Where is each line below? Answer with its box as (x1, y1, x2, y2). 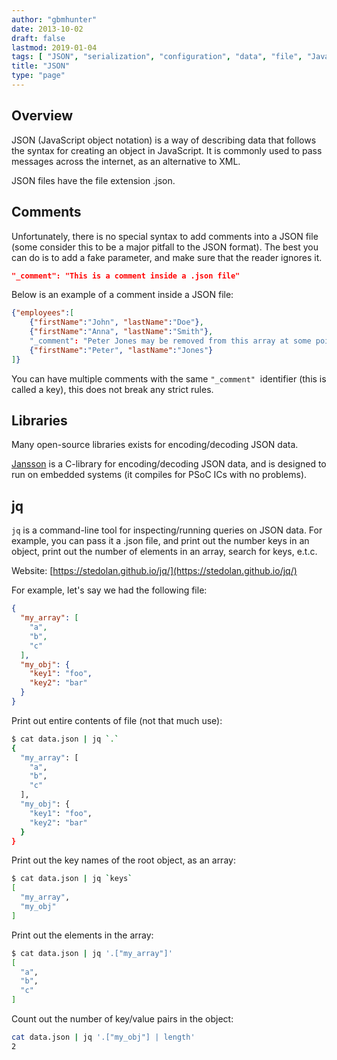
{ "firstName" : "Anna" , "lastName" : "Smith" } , (29, 327, 214, 337)
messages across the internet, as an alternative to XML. (11, 155, 241, 167)
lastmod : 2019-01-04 (11, 42, 98, 53)
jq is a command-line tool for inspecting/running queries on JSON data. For (11, 524, 323, 536)
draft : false (11, 33, 66, 43)
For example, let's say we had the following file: (11, 584, 208, 596)
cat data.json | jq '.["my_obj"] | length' (11, 1032, 196, 1042)
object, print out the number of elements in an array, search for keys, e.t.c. (11, 546, 318, 558)
